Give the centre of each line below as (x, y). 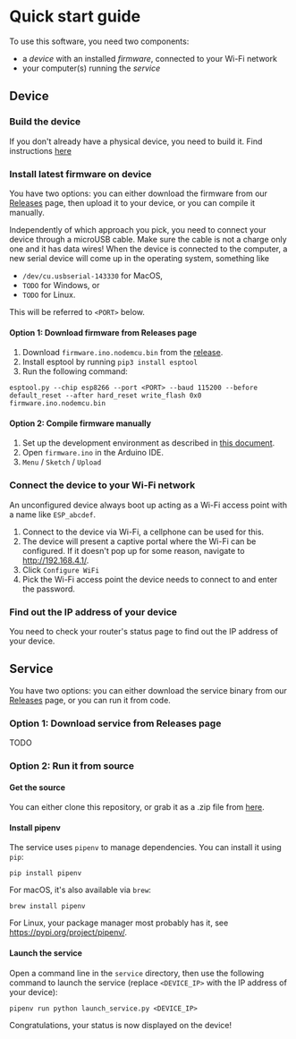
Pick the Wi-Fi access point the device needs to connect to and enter (150, 579)
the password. (49, 589)
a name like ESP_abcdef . (53, 514)
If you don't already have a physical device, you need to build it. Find (136, 141)
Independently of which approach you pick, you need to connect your (138, 229)
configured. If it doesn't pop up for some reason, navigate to (133, 550)
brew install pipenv (48, 907)
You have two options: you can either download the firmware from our (139, 193)
